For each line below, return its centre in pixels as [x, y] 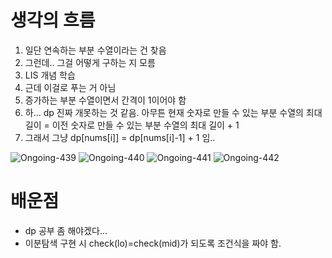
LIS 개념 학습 [50, 75]
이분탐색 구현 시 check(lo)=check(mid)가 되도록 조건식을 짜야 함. [153, 243]
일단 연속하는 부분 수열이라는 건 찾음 [95, 50]
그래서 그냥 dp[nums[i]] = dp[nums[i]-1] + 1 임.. [120, 137]
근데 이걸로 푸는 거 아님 [70, 87]
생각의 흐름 [53, 20]
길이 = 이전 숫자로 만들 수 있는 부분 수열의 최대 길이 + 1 [132, 125]
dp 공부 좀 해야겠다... [66, 230]
